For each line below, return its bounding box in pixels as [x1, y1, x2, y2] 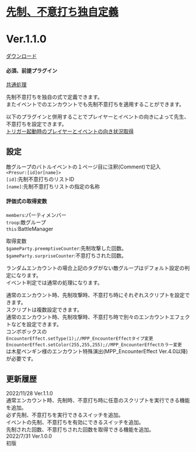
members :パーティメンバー [6, 212, 67, 219]
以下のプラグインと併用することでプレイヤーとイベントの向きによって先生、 [6, 113, 190, 120]
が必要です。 [6, 355, 37, 363]
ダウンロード [6, 53, 37, 60]
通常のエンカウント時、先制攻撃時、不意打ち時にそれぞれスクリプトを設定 [6, 292, 185, 299]
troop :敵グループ [6, 219, 46, 226]
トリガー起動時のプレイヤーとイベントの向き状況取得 [6, 128, 134, 135]
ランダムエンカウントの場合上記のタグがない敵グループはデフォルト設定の [6, 264, 185, 272]
